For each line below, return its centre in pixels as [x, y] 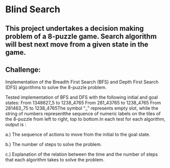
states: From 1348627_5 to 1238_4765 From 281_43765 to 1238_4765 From [83, 103]
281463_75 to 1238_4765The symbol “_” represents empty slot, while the [82, 108]
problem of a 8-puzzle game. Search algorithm [81, 36]
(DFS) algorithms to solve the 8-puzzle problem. [56, 88]
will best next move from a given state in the [77, 44]
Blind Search [33, 9]
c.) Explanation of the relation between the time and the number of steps [82, 154]
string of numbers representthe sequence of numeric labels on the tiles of [83, 114]
